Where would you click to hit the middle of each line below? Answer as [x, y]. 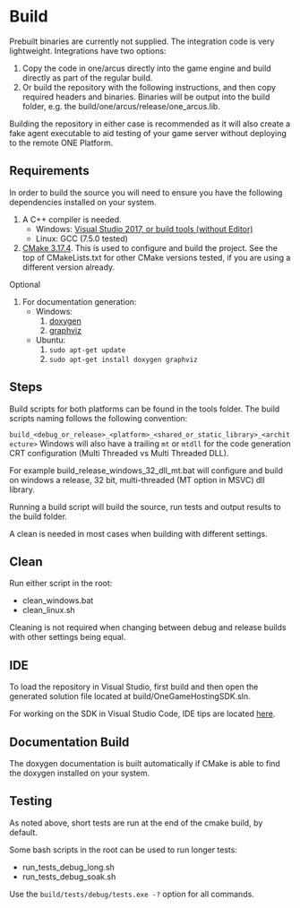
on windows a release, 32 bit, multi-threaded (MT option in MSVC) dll [137, 480]
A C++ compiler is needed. [72, 219]
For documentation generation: [79, 301]
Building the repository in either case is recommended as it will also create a [150, 124]
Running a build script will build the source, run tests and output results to [145, 506]
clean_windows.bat [58, 601]
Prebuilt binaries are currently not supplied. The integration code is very [142, 41]
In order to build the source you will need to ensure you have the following [146, 192]
